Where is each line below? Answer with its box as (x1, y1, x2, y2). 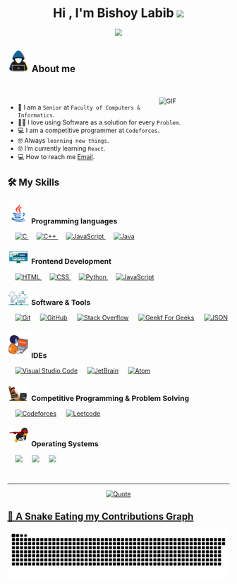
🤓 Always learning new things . (17, 136, 109, 144)
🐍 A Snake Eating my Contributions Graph (7, 510, 194, 522)
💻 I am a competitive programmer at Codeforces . (17, 126, 160, 134)
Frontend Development (30, 257, 111, 267)
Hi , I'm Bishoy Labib (52, 5, 174, 21)
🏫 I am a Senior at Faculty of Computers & (17, 103, 141, 111)
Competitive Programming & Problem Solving (30, 393, 189, 403)
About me (31, 63, 76, 75)
